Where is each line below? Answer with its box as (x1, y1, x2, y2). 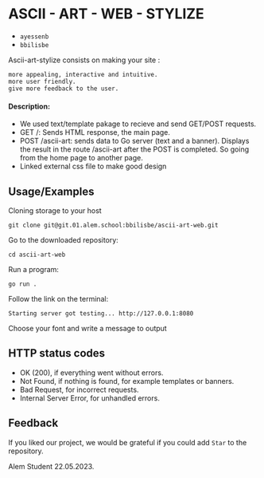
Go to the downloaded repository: (8, 235, 119, 244)
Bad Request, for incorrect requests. (19, 385, 139, 394)
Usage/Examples (8, 184, 95, 198)
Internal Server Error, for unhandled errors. (19, 393, 161, 403)
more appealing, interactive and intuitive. (8, 70, 158, 78)
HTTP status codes (8, 346, 106, 360)
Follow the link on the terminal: (8, 294, 109, 303)
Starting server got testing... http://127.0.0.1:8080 (8, 309, 194, 318)
